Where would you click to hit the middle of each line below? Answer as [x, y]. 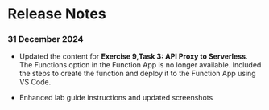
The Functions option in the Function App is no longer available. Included [140, 65]
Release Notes [57, 14]
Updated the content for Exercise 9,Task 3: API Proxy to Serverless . [133, 56]
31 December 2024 [46, 39]
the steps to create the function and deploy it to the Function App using [137, 74]
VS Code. [35, 82]
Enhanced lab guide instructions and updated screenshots [116, 98]
